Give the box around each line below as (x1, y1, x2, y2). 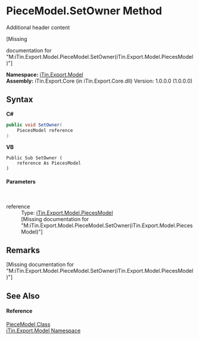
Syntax (6, 95, 33, 105)
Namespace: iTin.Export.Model (6, 71, 83, 78)
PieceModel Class (6, 320, 51, 328)
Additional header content (6, 24, 70, 31)
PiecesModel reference (17, 127, 73, 133)
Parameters (6, 178, 36, 185)
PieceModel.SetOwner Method (6, 4, 163, 18)
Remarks (6, 245, 41, 255)
